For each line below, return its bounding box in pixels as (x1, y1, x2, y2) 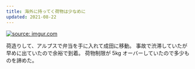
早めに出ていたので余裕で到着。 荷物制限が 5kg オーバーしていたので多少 (6, 49, 184, 56)
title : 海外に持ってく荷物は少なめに (6, 8, 86, 15)
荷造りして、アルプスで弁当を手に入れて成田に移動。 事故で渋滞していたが (6, 42, 187, 49)
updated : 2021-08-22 (6, 14, 57, 20)
